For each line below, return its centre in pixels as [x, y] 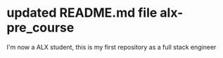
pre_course [40, 28]
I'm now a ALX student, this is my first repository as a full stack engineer [111, 47]
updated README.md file [82, 13]
